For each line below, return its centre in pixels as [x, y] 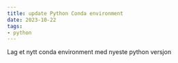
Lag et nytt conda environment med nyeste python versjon [89, 52]
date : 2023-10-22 [32, 20]
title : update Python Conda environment [65, 13]
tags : [15, 26]
